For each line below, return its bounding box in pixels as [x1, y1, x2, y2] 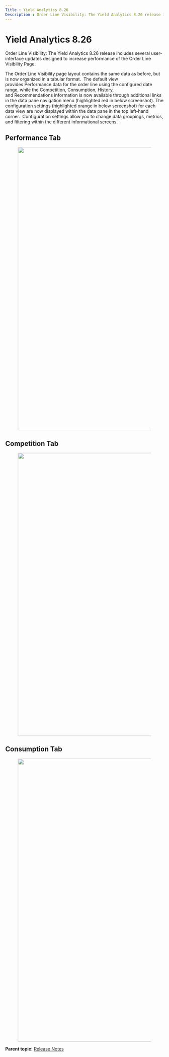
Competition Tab [5, 439, 59, 448]
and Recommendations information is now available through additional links [5, 92, 162, 98]
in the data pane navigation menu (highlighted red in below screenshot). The [5, 98, 164, 104]
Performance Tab [5, 133, 61, 142]
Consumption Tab [5, 745, 62, 753]
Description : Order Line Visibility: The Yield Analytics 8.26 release [5, 12, 161, 17]
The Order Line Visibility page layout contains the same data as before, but [5, 71, 160, 77]
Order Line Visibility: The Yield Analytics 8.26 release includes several [5, 50, 150, 56]
